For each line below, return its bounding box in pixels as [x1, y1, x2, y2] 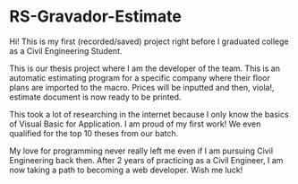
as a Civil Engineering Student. [9, 45, 123, 56]
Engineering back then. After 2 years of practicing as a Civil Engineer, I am [9, 154, 284, 165]
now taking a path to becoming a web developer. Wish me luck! [9, 164, 243, 175]
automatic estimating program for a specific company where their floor [9, 72, 270, 83]
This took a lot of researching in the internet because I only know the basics [9, 109, 289, 119]
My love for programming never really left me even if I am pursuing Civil [9, 145, 274, 156]
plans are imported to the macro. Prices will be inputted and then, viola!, [9, 82, 275, 92]
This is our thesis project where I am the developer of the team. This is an [9, 63, 280, 74]
